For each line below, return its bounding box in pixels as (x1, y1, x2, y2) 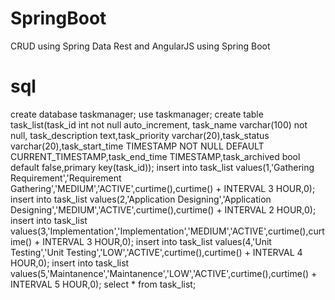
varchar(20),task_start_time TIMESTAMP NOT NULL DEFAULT (10, 140, 265, 152)
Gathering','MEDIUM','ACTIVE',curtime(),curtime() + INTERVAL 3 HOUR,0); (10, 182, 316, 194)
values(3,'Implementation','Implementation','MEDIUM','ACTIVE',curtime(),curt (10, 225, 325, 237)
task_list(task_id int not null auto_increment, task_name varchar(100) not (10, 118, 308, 131)
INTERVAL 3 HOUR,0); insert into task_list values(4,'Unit (42, 235, 272, 247)
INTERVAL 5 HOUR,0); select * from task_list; (10, 278, 197, 290)
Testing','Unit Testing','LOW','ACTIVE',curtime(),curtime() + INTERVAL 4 (10, 246, 303, 258)
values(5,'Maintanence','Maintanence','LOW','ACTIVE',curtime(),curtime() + (10, 267, 318, 279)
